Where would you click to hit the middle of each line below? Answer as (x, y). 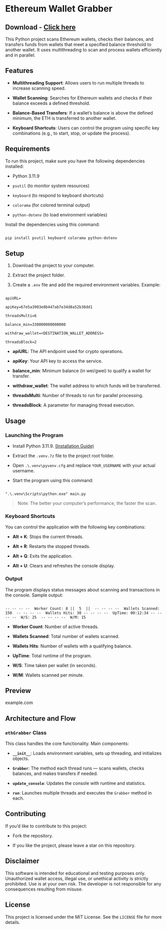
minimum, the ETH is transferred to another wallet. (64, 118)
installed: (14, 166)
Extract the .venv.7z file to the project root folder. (63, 456)
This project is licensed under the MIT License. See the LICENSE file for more (83, 917)
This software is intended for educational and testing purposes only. (75, 873)
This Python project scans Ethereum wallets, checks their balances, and (79, 39)
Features (19, 71)
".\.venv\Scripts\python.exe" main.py (45, 494)
